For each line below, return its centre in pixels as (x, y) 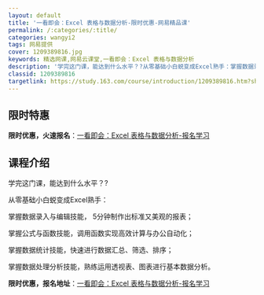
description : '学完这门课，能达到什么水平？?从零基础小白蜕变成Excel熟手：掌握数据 (131, 67)
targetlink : (27, 81)
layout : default (35, 15)
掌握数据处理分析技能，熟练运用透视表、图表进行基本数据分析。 (111, 267)
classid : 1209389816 (42, 74)
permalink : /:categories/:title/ (63, 30)
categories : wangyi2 (42, 37)
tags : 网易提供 (31, 45)
